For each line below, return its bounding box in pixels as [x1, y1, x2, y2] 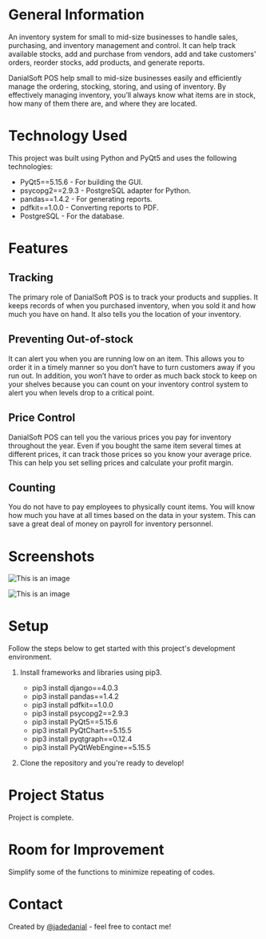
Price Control [8, 411, 76, 425]
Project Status [8, 786, 105, 805]
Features [8, 239, 69, 258]
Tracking [8, 271, 54, 285]
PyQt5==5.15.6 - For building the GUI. [19, 177, 144, 187]
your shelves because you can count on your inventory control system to [8, 379, 249, 389]
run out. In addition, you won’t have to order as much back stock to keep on [8, 371, 257, 380]
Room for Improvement [8, 841, 165, 859]
